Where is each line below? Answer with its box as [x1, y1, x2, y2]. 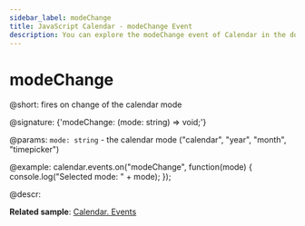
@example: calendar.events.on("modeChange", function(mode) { [9, 162, 252, 172]
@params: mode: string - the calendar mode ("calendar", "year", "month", [9, 134, 287, 145]
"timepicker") [9, 144, 60, 155]
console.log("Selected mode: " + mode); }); [9, 172, 172, 182]
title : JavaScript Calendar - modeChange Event [9, 22, 193, 31]
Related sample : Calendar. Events [9, 206, 137, 218]
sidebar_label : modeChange [9, 13, 112, 23]
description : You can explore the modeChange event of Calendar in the [9, 30, 286, 39]
